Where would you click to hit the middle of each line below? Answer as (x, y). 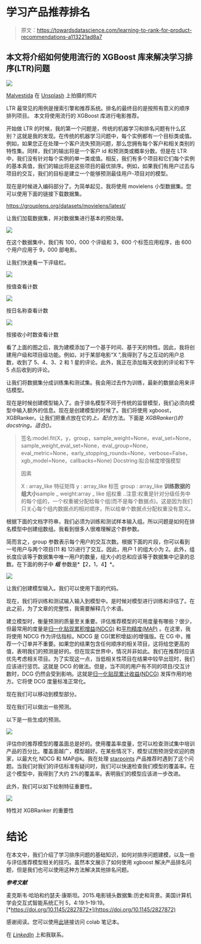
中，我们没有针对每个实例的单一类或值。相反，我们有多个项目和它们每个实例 (100, 158)
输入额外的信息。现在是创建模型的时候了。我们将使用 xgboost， (95, 410)
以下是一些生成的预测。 (35, 719)
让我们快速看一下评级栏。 (38, 262)
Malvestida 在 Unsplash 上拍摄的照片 (52, 95)
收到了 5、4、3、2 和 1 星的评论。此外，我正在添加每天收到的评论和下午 (106, 362)
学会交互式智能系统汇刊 (35, 903)
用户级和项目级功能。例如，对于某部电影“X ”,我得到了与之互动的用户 (95, 354)
